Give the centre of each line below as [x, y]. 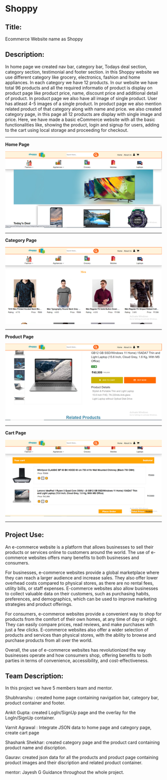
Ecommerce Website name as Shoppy [44, 39]
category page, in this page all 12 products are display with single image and [83, 114]
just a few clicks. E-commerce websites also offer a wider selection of [77, 630]
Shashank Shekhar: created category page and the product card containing [83, 743]
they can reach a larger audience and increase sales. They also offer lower [82, 577]
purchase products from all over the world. [49, 640]
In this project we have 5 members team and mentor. [59, 688]
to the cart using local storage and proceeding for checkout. [67, 130]
